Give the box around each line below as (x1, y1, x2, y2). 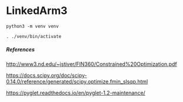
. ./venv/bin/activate (6, 33, 62, 39)
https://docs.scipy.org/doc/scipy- (6, 72, 87, 79)
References (6, 45, 35, 53)
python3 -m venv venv (6, 23, 59, 29)
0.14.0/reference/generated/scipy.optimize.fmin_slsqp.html (6, 78, 148, 85)
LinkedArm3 (6, 4, 67, 17)
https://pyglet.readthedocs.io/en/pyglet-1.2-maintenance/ (6, 89, 145, 96)
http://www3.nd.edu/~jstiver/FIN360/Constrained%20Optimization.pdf (6, 60, 177, 68)
